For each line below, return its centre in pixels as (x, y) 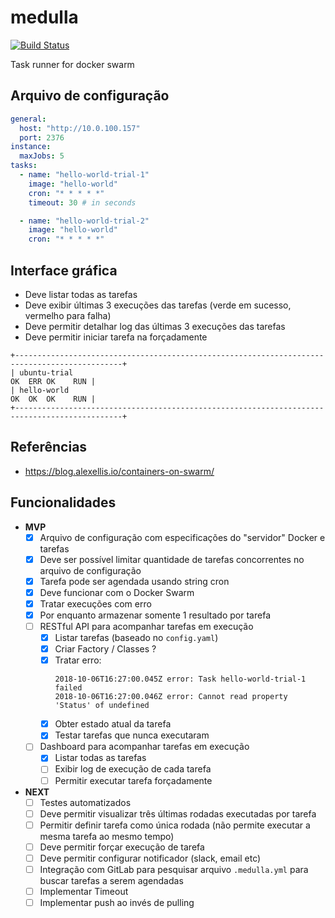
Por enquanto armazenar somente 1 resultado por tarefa (155, 615)
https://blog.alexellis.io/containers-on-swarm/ (119, 471)
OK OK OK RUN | (53, 399)
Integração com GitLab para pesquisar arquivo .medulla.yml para (174, 869)
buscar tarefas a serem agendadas (111, 880)
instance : (31, 147)
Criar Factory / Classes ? (105, 649)
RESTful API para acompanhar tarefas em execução (146, 626)
